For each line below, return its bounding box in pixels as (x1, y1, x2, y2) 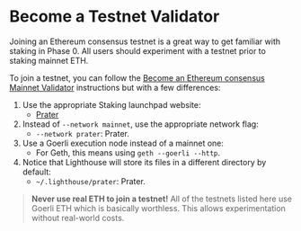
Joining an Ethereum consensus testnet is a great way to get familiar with (9, 36, 281, 47)
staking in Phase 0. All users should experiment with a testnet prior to (9, 45, 267, 56)
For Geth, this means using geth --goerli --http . (35, 147, 221, 158)
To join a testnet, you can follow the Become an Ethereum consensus (9, 72, 265, 83)
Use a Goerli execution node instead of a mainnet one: (22, 138, 225, 148)
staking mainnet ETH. (9, 55, 89, 66)
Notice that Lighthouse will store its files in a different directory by (22, 156, 267, 167)
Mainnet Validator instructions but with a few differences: (9, 82, 221, 93)
